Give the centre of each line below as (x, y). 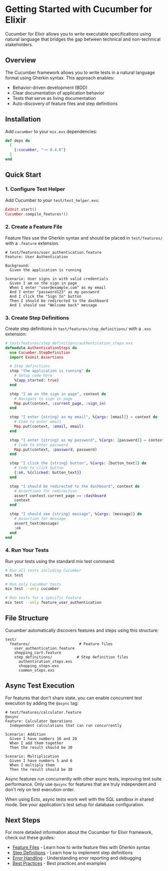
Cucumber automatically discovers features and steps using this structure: (82, 630)
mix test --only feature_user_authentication (53, 603)
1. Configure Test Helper (35, 189)
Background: (17, 265)
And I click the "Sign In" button (45, 296)
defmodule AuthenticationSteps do (41, 348)
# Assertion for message (40, 519)
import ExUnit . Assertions (37, 357)
